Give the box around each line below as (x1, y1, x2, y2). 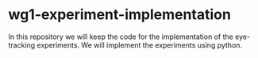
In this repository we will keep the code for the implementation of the (8, 32, 234, 41)
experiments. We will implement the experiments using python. (37, 40, 243, 49)
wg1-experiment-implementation (8, 6, 232, 24)
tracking (8, 40, 36, 49)
